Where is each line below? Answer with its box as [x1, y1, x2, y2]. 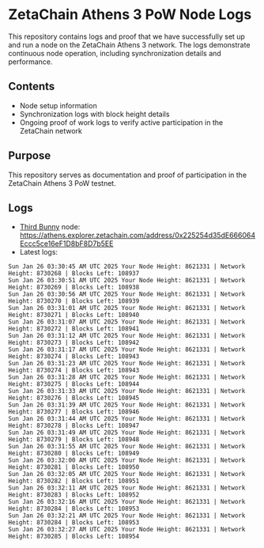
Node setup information [19, 100, 97, 110]
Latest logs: [19, 248, 58, 257]
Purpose [8, 149, 51, 163]
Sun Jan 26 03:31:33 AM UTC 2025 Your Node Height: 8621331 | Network [8, 387, 246, 395]
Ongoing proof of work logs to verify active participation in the [19, 117, 224, 127]
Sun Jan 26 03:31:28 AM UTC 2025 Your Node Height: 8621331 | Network [8, 373, 246, 381]
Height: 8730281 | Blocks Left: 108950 [8, 463, 140, 471]
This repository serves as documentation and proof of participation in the [8, 170, 247, 180]
